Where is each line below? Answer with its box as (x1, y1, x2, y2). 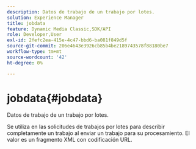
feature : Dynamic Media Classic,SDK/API (7, 26, 112, 32)
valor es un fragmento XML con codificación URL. (7, 136, 132, 144)
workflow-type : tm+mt (7, 49, 62, 55)
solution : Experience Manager (7, 15, 84, 21)
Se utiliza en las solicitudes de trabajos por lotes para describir (7, 123, 165, 131)
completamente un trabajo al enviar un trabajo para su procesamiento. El (7, 130, 190, 137)
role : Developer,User (7, 32, 62, 38)
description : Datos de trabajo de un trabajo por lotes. (7, 9, 155, 15)
